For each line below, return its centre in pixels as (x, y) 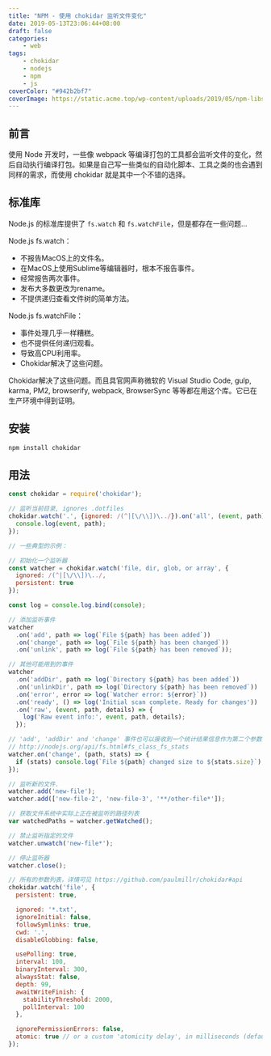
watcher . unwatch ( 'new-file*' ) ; (61, 843)
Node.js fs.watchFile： (46, 316)
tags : (17, 53)
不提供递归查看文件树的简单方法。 (77, 298)
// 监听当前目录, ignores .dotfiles (66, 509)
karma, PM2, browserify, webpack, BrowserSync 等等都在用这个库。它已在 (133, 390)
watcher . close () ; (38, 865)
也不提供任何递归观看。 (59, 343)
